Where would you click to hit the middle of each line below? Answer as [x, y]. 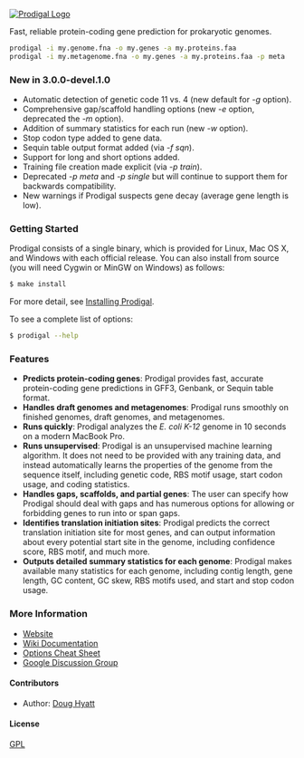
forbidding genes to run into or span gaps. [101, 513]
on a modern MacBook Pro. [73, 437]
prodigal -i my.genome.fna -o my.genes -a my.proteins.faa [123, 48]
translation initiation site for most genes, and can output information [149, 533]
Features [29, 360]
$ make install [38, 284]
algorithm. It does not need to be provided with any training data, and [152, 456]
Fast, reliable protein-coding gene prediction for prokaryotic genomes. [141, 31]
